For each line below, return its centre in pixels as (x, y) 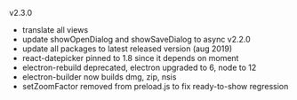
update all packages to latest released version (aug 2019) (127, 49)
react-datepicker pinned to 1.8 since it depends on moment (130, 58)
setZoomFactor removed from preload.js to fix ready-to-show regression (155, 86)
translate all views (55, 30)
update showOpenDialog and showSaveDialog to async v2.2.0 (136, 39)
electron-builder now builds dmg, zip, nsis (99, 77)
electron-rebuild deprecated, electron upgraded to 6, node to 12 (139, 67)
